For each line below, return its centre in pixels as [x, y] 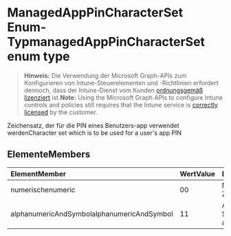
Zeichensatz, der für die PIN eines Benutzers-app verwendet [93, 125]
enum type [38, 57]
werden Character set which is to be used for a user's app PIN [95, 133]
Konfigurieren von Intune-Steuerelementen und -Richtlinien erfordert [121, 83]
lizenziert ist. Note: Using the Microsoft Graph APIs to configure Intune [123, 97]
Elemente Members [49, 154]
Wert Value [197, 173]
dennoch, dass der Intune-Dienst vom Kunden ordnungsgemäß [113, 90]
